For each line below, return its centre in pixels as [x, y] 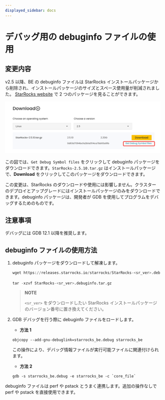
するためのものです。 [35, 203]
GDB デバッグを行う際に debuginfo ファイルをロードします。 [74, 319]
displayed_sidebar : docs [31, 10]
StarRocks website [34, 94]
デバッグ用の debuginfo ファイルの [76, 37]
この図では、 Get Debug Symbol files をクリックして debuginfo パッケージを [82, 162]
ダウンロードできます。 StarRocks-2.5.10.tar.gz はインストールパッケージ [81, 168]
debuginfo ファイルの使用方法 [51, 250]
